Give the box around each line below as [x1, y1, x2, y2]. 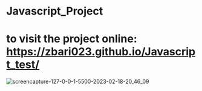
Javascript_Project [6, 4, 103, 18]
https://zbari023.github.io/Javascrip [6, 45, 195, 59]
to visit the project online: [6, 32, 137, 46]
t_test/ [6, 58, 40, 72]
